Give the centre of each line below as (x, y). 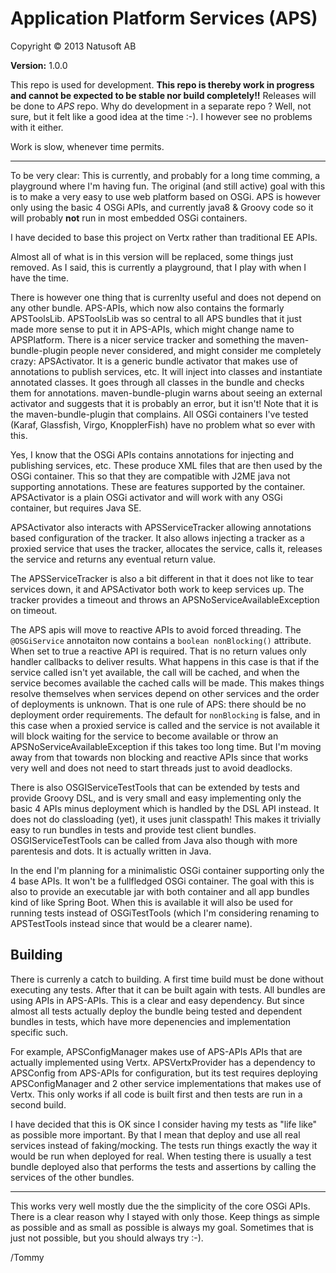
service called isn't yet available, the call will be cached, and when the (155, 672)
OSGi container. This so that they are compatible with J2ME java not (150, 476)
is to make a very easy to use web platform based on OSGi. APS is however (166, 196)
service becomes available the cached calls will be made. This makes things (167, 683)
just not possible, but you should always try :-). (107, 1238)
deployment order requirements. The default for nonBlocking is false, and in (165, 714)
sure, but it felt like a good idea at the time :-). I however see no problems (161, 116)
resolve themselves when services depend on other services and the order (165, 693)
